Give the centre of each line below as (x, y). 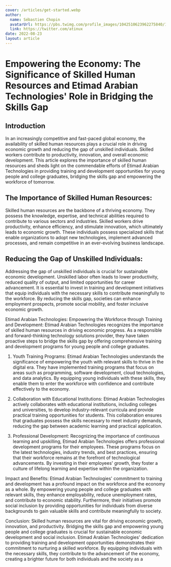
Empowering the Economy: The (73, 64)
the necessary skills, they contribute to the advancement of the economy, (82, 553)
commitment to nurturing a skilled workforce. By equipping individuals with (84, 548)
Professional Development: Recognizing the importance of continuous (86, 436)
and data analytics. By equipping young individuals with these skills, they (89, 378)
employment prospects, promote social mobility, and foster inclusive (77, 304)
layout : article (22, 39)
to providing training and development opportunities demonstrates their (80, 542)
